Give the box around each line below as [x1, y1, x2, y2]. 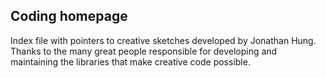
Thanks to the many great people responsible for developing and [10, 45, 278, 57]
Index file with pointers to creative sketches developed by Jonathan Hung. [10, 34, 317, 46]
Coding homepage [10, 8, 128, 25]
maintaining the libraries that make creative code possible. [10, 55, 251, 68]
